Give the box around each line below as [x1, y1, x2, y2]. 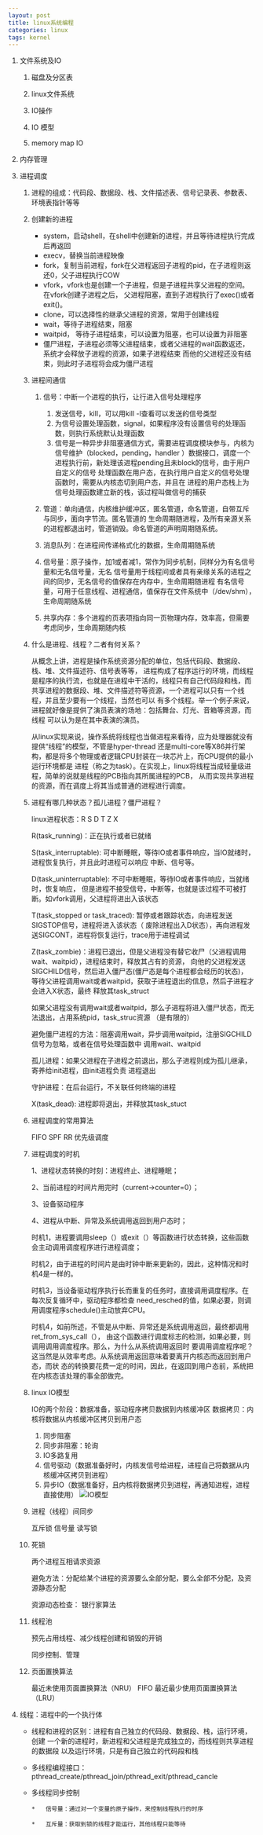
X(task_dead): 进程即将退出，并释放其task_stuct [31, 1099, 187, 1108]
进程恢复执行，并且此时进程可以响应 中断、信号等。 [31, 858, 199, 867]
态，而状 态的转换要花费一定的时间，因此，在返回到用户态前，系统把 [31, 1361, 254, 1371]
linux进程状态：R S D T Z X [31, 815, 119, 824]
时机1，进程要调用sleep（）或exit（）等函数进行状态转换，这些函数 [31, 1232, 250, 1242]
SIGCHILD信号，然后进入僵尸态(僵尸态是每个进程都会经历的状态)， [31, 967, 248, 976]
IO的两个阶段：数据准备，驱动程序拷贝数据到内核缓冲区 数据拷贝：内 [31, 1405, 254, 1414]
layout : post [8, 11, 51, 20]
